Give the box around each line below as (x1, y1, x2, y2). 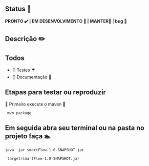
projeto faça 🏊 (5, 132, 51, 141)
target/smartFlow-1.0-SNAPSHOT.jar (7, 156, 80, 161)
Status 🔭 (5, 5, 32, 13)
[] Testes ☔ (12, 67, 36, 73)
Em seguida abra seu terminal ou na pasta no (5, 124, 145, 132)
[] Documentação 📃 (12, 74, 52, 80)
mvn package (7, 110, 32, 115)
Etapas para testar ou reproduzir (5, 88, 106, 97)
